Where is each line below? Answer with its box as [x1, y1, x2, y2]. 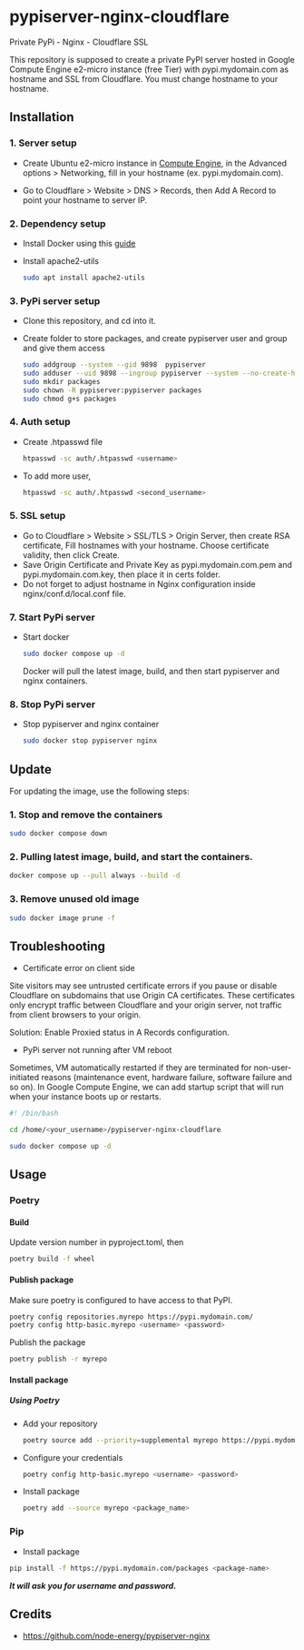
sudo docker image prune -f [9, 913, 116, 923]
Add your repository [22, 1418, 98, 1429]
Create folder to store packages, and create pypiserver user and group [22, 333, 288, 344]
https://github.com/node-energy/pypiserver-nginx [22, 1631, 211, 1642]
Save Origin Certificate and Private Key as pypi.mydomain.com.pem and [22, 559, 293, 570]
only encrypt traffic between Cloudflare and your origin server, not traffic [9, 999, 283, 1011]
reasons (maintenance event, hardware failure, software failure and [41, 1072, 292, 1083]
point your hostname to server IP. [22, 194, 148, 206]
